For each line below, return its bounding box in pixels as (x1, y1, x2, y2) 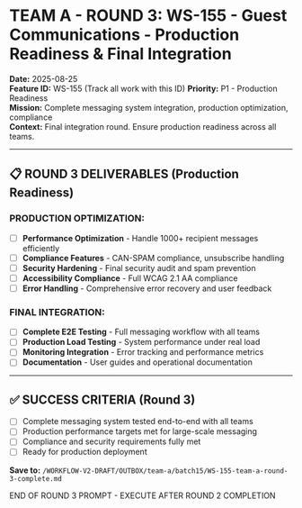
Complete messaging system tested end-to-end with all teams (22, 416, 253, 427)
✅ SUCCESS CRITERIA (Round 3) (9, 392, 196, 407)
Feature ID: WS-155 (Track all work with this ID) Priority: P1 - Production (9, 83, 278, 94)
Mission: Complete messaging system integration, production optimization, (9, 102, 289, 113)
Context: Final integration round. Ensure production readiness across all (9, 121, 277, 132)
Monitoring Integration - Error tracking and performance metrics (22, 347, 264, 358)
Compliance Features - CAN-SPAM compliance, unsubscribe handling (22, 252, 285, 263)
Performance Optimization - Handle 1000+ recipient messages (22, 232, 259, 243)
